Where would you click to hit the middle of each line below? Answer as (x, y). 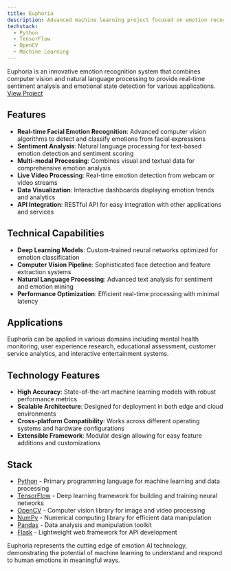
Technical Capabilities (56, 233)
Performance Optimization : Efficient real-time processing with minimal (118, 293)
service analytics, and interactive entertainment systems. (88, 354)
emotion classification (48, 257)
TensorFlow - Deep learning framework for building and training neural (117, 495)
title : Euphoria (30, 13)
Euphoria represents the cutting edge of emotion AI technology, (97, 545)
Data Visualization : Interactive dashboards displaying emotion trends (115, 190)
